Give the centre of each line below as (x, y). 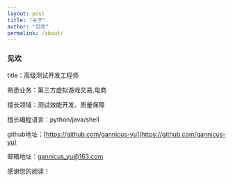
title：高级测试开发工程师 (43, 75)
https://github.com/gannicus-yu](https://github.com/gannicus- (136, 134)
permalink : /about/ (35, 33)
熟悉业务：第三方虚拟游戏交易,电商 (57, 90)
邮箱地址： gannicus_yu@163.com (55, 156)
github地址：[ (27, 134)
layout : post (26, 14)
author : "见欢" (28, 26)
